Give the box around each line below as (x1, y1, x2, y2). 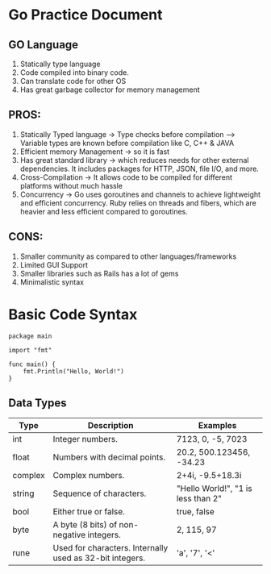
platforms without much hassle (19, 181, 123, 190)
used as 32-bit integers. (52, 552, 146, 564)
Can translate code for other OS (19, 77, 127, 85)
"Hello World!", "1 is (176, 483, 252, 494)
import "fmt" (8, 346, 52, 354)
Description (87, 420, 134, 431)
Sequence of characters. (52, 488, 147, 499)
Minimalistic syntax (19, 277, 85, 287)
